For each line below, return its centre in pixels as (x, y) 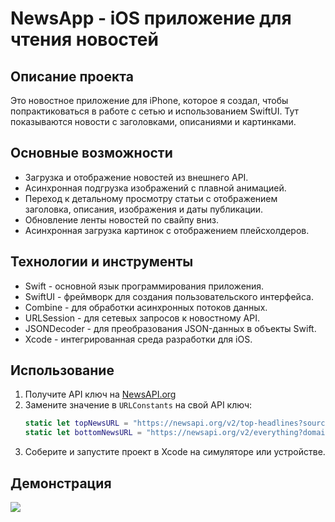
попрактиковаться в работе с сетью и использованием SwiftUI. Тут (155, 111)
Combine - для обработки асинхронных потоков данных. (146, 307)
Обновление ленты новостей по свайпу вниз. (121, 219)
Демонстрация (61, 483)
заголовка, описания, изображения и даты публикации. (144, 209)
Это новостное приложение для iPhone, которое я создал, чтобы (149, 100)
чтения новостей (84, 39)
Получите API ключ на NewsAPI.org (100, 394)
